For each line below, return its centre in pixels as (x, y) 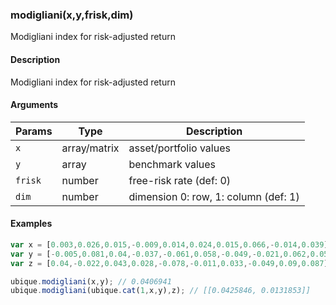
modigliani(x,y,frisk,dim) (72, 15)
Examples (31, 224)
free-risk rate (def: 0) (180, 180)
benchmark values (172, 164)
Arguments (34, 105)
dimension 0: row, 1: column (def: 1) (214, 196)
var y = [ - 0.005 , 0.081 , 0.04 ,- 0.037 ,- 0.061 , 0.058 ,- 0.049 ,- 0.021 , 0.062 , (160, 254)
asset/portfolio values (179, 148)
